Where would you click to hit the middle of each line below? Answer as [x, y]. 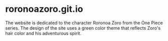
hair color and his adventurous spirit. [43, 33]
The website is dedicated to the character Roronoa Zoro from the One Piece [84, 23]
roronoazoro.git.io [44, 9]
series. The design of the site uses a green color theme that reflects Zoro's [83, 28]
